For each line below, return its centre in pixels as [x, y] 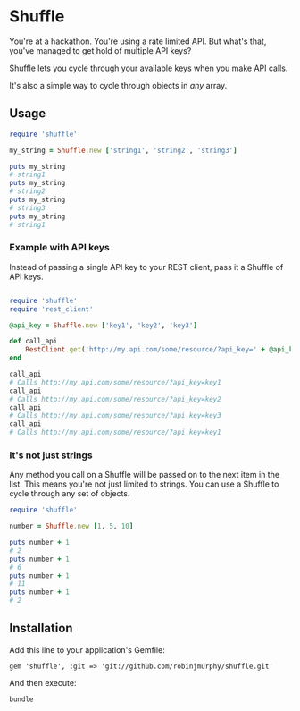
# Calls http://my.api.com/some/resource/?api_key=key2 [115, 399]
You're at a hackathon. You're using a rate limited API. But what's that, [138, 41]
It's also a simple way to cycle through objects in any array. [118, 85]
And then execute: [43, 682]
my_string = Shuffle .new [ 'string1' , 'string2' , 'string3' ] [124, 150]
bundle [21, 699]
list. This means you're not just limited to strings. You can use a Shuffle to [144, 484]
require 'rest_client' [51, 309]
